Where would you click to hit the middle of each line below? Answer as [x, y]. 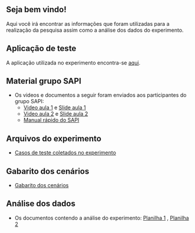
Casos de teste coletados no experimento [65, 153]
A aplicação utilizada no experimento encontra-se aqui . [73, 63]
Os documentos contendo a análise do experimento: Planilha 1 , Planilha [102, 218]
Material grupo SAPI [44, 81]
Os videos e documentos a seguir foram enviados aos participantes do [100, 95]
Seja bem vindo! [36, 10]
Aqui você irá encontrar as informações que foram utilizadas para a [88, 23]
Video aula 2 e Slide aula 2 [56, 114]
